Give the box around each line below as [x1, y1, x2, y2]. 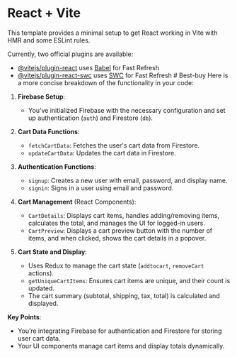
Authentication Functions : [17, 162, 97, 171]
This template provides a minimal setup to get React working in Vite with [7, 28, 218, 37]
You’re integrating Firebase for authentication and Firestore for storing [17, 326, 222, 335]
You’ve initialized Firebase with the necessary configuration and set [28, 106, 226, 114]
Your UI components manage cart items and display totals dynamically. [17, 341, 225, 350]
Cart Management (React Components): [17, 197, 137, 206]
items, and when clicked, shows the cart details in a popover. [28, 234, 207, 242]
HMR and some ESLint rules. [7, 35, 91, 44]
